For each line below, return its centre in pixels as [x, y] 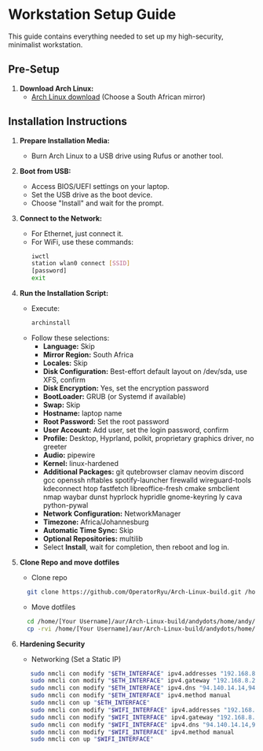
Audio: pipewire [69, 455]
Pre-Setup [34, 70]
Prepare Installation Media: [64, 140]
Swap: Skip [62, 405]
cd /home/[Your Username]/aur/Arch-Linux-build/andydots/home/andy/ [141, 621]
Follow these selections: [70, 338]
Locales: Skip [65, 363]
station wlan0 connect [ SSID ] [81, 264]
